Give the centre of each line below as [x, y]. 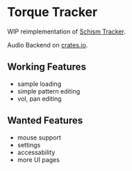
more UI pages [39, 159]
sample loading [39, 84]
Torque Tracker [52, 12]
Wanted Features [45, 120]
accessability [36, 152]
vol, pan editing [39, 98]
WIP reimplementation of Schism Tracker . [67, 31]
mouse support [39, 137]
